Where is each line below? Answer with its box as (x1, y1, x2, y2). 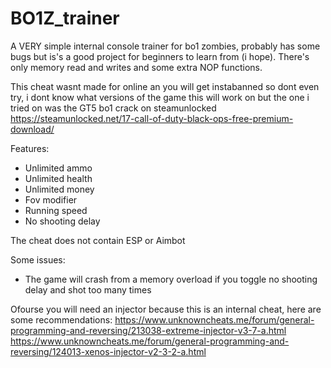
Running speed (24, 204, 88, 216)
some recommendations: (10, 313, 113, 326)
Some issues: (10, 253, 66, 266)
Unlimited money (24, 183, 95, 195)
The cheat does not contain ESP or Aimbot (10, 234, 186, 246)
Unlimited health (24, 172, 93, 184)
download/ (10, 123, 55, 135)
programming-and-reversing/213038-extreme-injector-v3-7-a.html (10, 324, 287, 336)
